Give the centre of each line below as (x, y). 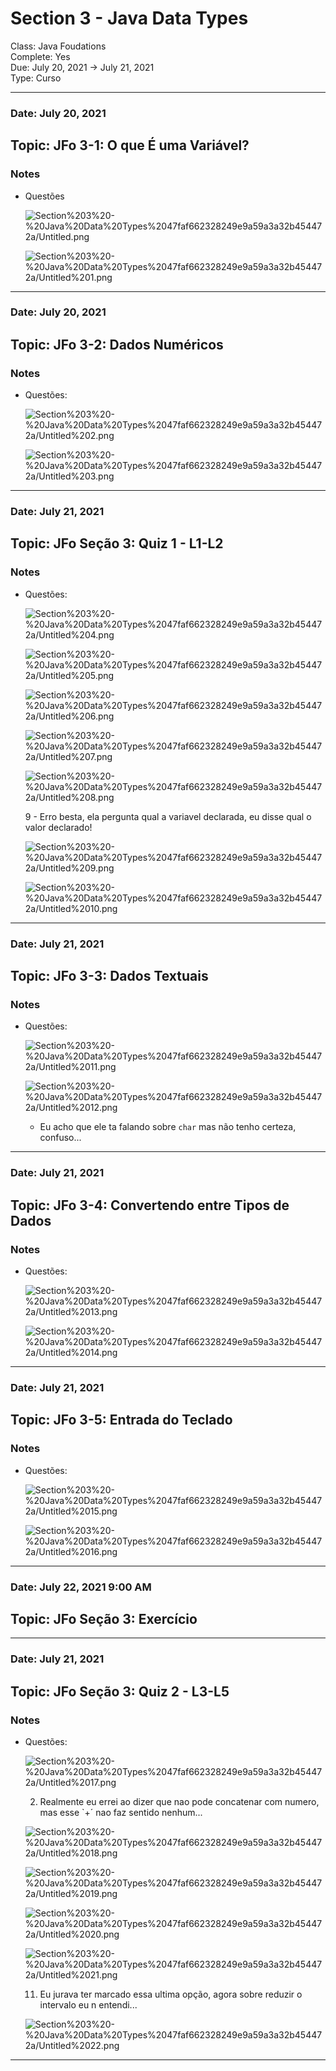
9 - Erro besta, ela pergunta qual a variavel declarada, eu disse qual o (168, 816)
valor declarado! (58, 827)
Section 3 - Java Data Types (129, 18)
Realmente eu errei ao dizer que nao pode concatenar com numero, (179, 1801)
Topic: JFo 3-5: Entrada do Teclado (121, 1420)
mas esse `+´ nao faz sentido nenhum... (121, 1812)
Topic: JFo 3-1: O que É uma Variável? (130, 145)
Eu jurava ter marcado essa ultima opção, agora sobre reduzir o (171, 1994)
